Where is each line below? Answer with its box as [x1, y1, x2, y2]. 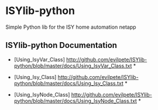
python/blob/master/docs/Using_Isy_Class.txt [13, 80, 124, 87]
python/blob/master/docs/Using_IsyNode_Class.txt [13, 97, 137, 104]
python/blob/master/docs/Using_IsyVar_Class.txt [13, 62, 132, 69]
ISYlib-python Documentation [5, 40, 118, 50]
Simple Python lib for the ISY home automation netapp [5, 23, 136, 30]
